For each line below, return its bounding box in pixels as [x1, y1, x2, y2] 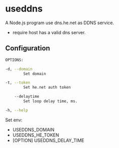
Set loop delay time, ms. [23, 99, 78, 104]
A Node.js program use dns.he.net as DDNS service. [5, 20, 114, 26]
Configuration [5, 44, 50, 53]
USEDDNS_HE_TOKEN [12, 132, 59, 138]
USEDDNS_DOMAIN [12, 126, 54, 132]
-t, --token [5, 80, 30, 86]
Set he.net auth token [23, 85, 71, 90]
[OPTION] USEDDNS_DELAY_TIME [12, 137, 85, 143]
